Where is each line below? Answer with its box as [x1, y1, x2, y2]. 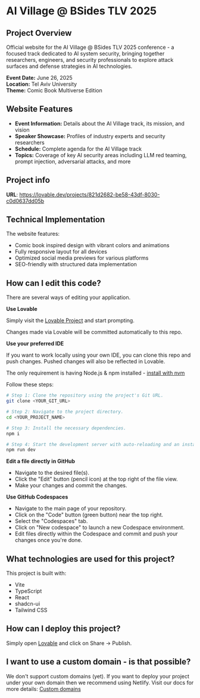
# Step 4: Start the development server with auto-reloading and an [6, 441, 180, 447]
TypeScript [14, 588, 42, 595]
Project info [6, 175, 51, 185]
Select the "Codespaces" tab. [14, 518, 88, 525]
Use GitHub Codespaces [6, 493, 68, 501]
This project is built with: [6, 570, 67, 577]
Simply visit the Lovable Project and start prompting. [6, 317, 135, 324]
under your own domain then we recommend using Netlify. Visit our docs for [6, 679, 194, 686]
